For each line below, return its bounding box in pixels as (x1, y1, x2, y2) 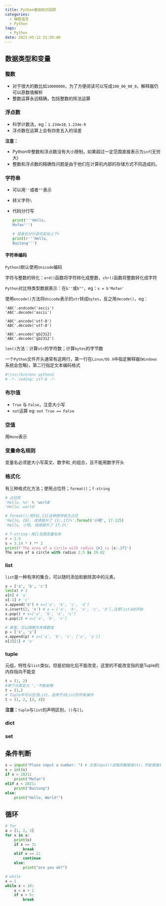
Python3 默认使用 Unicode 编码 (5, 264, 63, 270)
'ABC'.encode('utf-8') (5, 318, 52, 323)
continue (23, 856, 41, 861)
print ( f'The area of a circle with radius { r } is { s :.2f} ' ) (5, 545, 132, 550)
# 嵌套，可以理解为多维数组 (5, 625, 54, 630)
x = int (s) (5, 767, 28, 772)
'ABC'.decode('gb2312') (5, 336, 54, 341)
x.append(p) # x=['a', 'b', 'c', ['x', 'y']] (5, 634, 100, 639)
